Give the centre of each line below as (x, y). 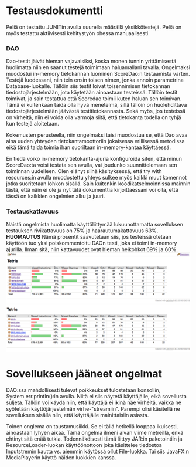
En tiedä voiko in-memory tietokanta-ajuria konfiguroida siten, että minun (94, 159)
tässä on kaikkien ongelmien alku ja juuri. (56, 196)
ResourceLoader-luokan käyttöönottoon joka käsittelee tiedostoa (84, 445)
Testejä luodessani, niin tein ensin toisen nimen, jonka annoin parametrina (95, 80)
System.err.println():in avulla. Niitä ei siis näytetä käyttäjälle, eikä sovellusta (97, 396)
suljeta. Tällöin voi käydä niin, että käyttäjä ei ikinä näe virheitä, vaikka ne (94, 402)
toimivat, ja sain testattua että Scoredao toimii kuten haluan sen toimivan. (94, 99)
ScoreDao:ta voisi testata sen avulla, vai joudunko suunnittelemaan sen (92, 165)
